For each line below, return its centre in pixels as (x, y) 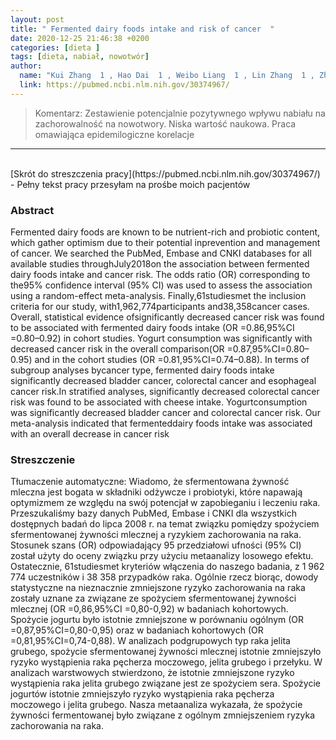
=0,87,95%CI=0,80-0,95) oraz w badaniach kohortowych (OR (137, 630)
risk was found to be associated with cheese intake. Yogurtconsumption (159, 402)
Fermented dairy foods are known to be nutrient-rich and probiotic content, (165, 232)
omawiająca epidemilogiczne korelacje (114, 134)
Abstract (32, 210)
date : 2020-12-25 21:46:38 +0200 (80, 38)
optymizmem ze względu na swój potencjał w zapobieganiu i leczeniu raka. (165, 503)
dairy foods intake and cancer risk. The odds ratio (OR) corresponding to (160, 275)
